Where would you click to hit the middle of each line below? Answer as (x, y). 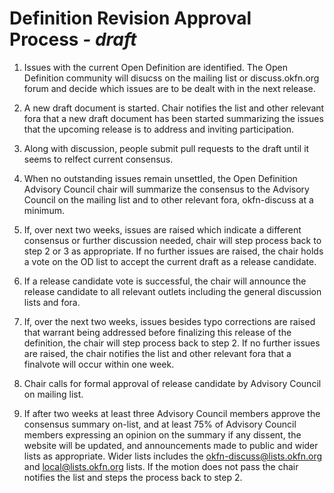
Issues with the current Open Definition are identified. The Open (155, 67)
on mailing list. (53, 394)
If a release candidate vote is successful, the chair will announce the (165, 281)
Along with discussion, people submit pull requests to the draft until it (166, 148)
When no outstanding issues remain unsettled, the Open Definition (160, 178)
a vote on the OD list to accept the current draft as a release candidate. (170, 261)
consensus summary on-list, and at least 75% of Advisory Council (160, 424)
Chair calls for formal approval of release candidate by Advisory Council (172, 383)
